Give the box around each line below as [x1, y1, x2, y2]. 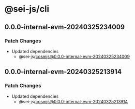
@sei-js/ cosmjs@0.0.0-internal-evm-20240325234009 [18, 54, 130, 59]
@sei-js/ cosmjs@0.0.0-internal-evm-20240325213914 [18, 98, 128, 104]
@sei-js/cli [4, 3, 49, 15]
